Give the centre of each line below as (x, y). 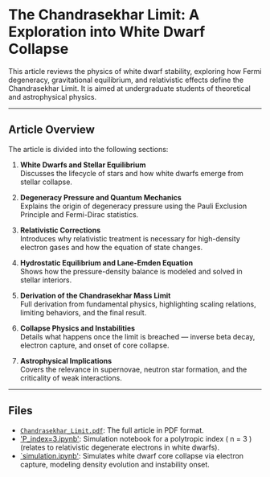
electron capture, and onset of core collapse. (94, 345)
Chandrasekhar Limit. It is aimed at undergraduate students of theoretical (130, 88)
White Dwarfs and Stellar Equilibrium (83, 164)
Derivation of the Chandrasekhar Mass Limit (95, 295)
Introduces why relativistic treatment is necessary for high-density (130, 238)
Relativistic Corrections (60, 230)
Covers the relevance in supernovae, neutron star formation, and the (133, 369)
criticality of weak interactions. (71, 378)
